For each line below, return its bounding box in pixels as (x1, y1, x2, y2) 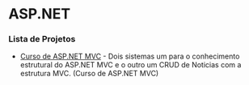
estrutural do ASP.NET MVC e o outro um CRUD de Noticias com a (19, 60, 242, 70)
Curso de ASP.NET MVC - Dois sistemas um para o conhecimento (19, 51, 240, 61)
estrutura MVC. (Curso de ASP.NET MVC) (19, 69, 159, 79)
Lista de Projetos (8, 34, 76, 45)
